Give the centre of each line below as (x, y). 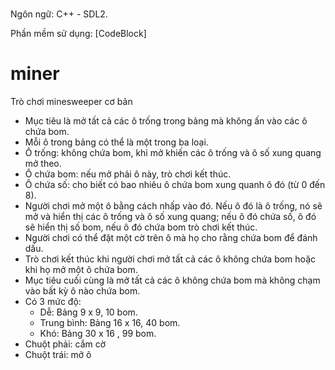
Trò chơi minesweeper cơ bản (71, 102)
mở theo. (43, 164)
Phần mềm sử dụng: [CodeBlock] (78, 34)
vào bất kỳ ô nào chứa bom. (82, 291)
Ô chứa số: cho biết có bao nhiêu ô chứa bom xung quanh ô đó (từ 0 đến (175, 185)
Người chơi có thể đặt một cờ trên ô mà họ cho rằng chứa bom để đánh (171, 238)
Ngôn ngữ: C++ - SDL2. (59, 14)
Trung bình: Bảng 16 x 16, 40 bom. (110, 323)
